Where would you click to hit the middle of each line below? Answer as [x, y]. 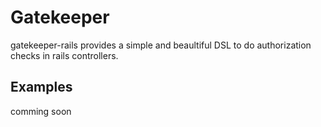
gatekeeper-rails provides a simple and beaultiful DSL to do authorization [161, 45]
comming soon [41, 111]
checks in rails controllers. [64, 55]
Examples [41, 87]
